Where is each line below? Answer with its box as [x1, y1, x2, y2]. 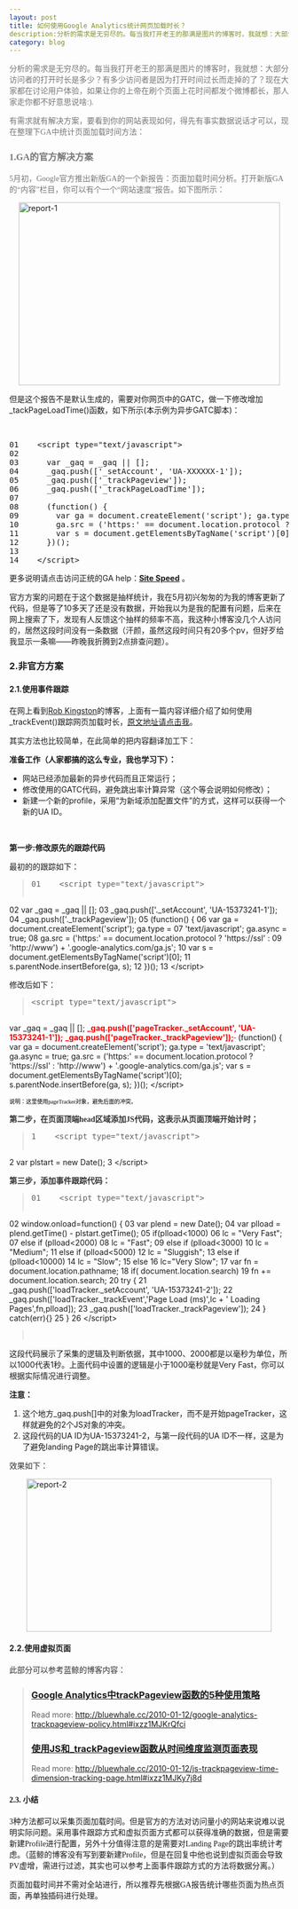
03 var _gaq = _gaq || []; [9, 457, 150, 467]
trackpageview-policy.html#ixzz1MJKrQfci [30, 1719, 186, 1730]
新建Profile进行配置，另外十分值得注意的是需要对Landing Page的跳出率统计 [9, 1839, 276, 1849]
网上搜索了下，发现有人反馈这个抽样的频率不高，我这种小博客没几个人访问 [9, 613, 281, 624]
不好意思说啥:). [39, 98, 95, 107]
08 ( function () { [9, 501, 108, 511]
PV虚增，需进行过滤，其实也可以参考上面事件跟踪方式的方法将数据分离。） [9, 1861, 279, 1871]
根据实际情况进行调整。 [9, 1370, 95, 1381]
